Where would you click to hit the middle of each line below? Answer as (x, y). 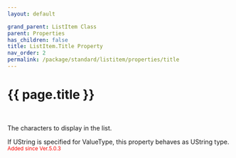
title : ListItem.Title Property (55, 47)
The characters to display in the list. (60, 128)
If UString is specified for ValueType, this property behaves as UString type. (118, 142)
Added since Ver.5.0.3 (34, 148)
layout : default (31, 14)
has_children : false (38, 40)
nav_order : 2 (27, 53)
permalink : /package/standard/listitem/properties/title (93, 60)
